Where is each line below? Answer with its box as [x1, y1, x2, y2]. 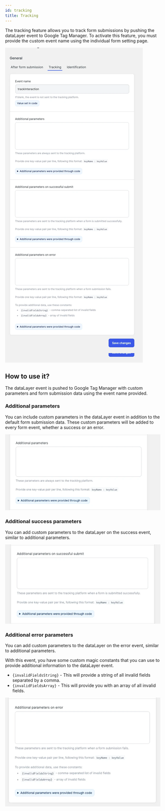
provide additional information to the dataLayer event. [5, 662, 114, 669]
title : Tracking [5, 13, 38, 18]
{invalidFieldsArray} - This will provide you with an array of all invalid [12, 683, 156, 688]
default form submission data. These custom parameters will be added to [5, 419, 154, 425]
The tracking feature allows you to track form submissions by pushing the [5, 27, 155, 33]
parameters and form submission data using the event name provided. [5, 390, 148, 396]
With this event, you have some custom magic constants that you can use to [5, 657, 160, 663]
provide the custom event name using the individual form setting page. [5, 37, 149, 44]
